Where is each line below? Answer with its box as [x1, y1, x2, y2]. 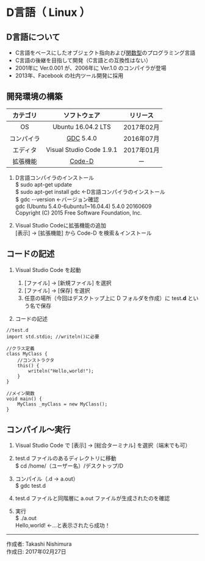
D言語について [6, 32, 60, 42]
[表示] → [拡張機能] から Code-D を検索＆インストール [15, 229, 152, 237]
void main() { [6, 396, 43, 402]
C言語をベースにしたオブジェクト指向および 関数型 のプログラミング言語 [15, 49, 196, 56]
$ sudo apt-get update [15, 180, 72, 188]
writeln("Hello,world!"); [28, 368, 95, 374]
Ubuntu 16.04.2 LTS [52, 123, 111, 131]
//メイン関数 [6, 390, 35, 396]
